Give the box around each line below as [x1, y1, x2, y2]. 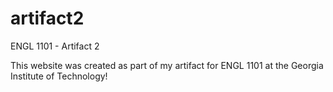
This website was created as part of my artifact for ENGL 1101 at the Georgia [10, 59, 324, 71]
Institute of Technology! [10, 70, 108, 82]
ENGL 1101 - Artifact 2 [10, 40, 100, 52]
